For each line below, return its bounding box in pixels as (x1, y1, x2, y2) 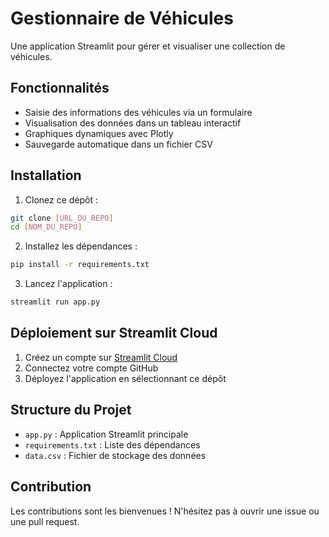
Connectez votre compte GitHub (24, 362, 159, 374)
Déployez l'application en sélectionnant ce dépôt (24, 372, 227, 384)
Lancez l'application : (24, 278, 113, 290)
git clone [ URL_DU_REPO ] (10, 213, 114, 223)
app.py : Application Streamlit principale (24, 428, 189, 440)
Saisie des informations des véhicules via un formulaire (24, 106, 253, 118)
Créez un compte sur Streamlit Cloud (24, 351, 178, 363)
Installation (10, 167, 82, 184)
